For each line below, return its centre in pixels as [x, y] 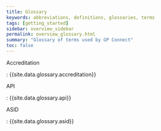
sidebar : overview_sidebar [40, 29]
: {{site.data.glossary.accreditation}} [51, 74]
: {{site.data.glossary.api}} [39, 98]
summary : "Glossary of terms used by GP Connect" [70, 40]
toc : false [20, 46]
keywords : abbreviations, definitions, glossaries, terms [80, 18]
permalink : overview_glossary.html [51, 34]
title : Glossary [27, 12]
